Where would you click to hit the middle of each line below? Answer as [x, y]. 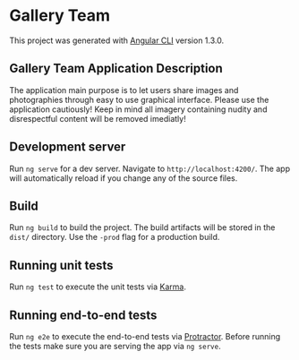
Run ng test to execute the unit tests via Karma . [98, 287]
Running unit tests [61, 265]
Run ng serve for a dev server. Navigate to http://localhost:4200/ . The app [150, 168]
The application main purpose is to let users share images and [124, 90]
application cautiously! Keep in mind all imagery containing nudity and [138, 109]
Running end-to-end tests [83, 315]
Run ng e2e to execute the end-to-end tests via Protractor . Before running [145, 336]
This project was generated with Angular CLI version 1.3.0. [117, 40]
